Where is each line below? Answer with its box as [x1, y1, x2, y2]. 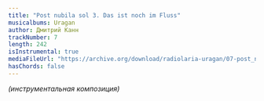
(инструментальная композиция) [8, 84, 120, 93]
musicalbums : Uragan [8, 19, 76, 27]
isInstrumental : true [8, 48, 79, 56]
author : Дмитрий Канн [8, 26, 79, 34]
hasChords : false [8, 63, 65, 70]
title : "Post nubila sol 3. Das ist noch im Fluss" [8, 11, 181, 20]
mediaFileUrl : [8, 56, 55, 63]
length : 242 [8, 41, 47, 49]
